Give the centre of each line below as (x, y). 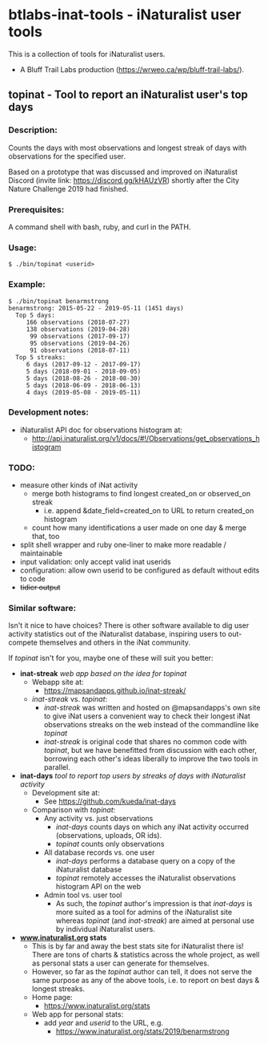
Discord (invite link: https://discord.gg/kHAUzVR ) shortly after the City (124, 180)
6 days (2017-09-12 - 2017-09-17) (84, 364)
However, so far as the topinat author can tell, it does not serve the (142, 972)
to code (32, 579)
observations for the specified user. (67, 156)
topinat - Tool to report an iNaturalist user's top (128, 95)
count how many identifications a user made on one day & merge (139, 528)
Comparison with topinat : (74, 810)
